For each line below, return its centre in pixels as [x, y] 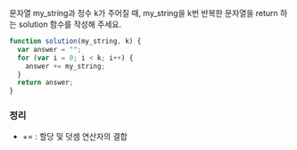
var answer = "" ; [49, 49]
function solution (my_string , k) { [75, 41]
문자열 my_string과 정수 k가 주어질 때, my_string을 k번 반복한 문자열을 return [144, 13]
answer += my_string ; [65, 66]
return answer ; [45, 83]
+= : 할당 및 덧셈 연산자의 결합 [74, 137]
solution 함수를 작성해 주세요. [70, 24]
